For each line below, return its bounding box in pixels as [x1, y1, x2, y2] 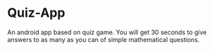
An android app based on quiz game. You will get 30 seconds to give [7, 28, 207, 36]
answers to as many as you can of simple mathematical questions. [7, 35, 200, 43]
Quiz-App [7, 5, 65, 21]
